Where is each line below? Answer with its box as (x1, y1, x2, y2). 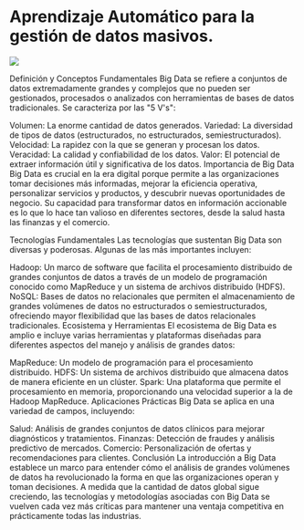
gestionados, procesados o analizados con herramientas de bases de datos (9, 92, 295, 103)
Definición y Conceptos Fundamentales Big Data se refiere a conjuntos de (9, 73, 288, 84)
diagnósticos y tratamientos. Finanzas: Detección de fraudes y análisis (9, 432, 276, 443)
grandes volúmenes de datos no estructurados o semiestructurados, (9, 300, 267, 311)
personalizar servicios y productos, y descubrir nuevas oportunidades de (9, 187, 286, 198)
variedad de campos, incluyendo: (9, 405, 135, 416)
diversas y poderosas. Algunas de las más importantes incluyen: (9, 244, 252, 255)
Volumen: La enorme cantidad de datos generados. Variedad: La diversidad (9, 120, 294, 130)
